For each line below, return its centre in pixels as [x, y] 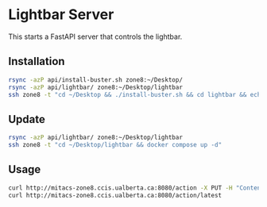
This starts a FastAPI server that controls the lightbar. [95, 36]
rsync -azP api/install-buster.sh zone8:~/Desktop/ [95, 80]
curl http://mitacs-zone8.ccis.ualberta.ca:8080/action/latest [115, 195]
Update [27, 119]
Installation [37, 61]
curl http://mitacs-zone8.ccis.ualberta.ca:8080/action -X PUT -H [120, 188]
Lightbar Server [61, 15]
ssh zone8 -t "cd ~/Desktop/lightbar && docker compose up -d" [115, 145]
